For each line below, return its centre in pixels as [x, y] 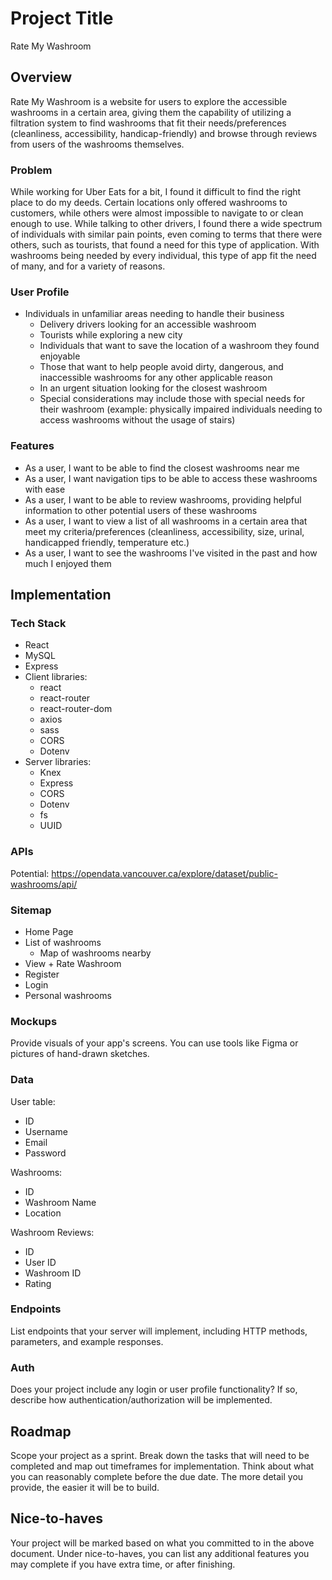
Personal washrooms [68, 995]
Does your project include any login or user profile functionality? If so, [154, 1389]
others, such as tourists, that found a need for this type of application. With [165, 245]
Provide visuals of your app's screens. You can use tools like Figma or [154, 1043]
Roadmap [41, 1431]
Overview [41, 77]
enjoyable [60, 356]
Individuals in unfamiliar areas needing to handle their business [154, 314]
